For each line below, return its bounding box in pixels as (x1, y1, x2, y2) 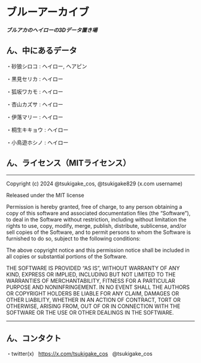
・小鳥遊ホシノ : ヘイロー (6, 139, 69, 146)
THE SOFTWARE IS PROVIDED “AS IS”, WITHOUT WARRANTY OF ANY (6, 264, 180, 272)
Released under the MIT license (6, 191, 85, 199)
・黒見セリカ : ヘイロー (6, 75, 63, 83)
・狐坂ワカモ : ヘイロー (6, 88, 63, 95)
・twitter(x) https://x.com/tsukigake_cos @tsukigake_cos (6, 350, 153, 358)
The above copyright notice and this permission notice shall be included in (6, 246, 190, 254)
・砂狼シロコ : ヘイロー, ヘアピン (6, 62, 87, 69)
